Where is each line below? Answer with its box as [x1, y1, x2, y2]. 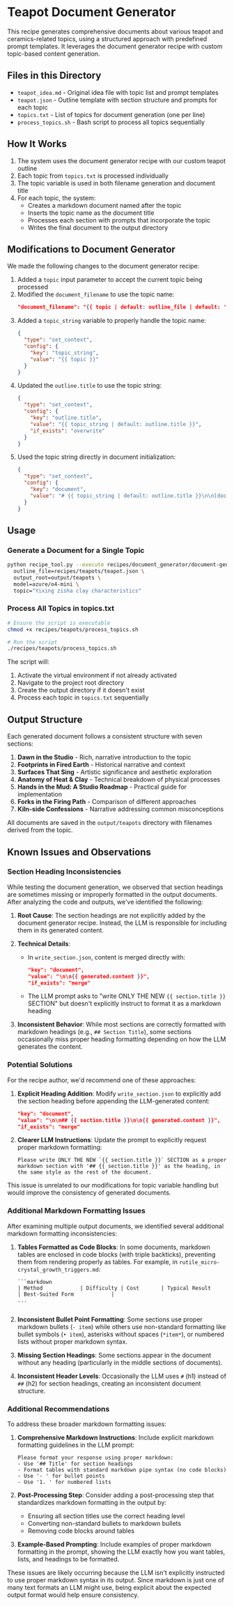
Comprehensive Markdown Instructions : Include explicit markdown [17, 1434, 214, 1441]
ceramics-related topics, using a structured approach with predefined [7, 34, 208, 43]
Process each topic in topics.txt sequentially [17, 693, 149, 702]
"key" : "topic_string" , [30, 349, 99, 356]
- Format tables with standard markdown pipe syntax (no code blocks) [17, 1467, 227, 1474]
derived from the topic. [7, 826, 73, 834]
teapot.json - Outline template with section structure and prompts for [17, 96, 217, 104]
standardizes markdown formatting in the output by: [17, 1499, 167, 1506]
